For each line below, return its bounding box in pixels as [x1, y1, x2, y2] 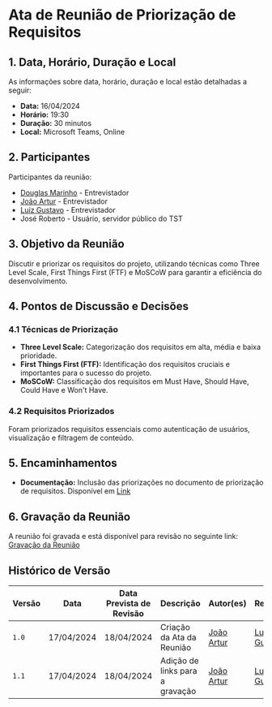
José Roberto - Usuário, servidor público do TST [19, 213, 184, 223]
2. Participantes [8, 150, 91, 164]
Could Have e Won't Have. [19, 386, 108, 395]
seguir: [8, 85, 32, 95]
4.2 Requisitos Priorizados [8, 406, 115, 417]
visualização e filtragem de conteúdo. [8, 433, 134, 442]
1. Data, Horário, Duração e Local [8, 55, 176, 69]
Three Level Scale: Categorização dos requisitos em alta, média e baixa [19, 343, 261, 352]
